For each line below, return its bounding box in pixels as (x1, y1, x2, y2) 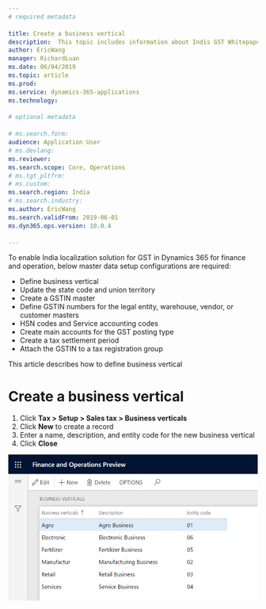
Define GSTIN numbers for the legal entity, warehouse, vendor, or (19, 302, 234, 312)
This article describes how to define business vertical (8, 359, 183, 369)
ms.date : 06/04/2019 (8, 63, 77, 71)
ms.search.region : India (8, 189, 90, 197)
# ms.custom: (8, 180, 51, 188)
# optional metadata (8, 113, 77, 121)
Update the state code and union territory (19, 285, 156, 295)
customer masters (19, 310, 79, 320)
